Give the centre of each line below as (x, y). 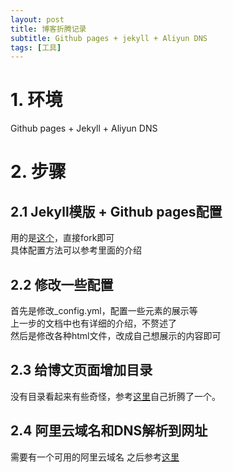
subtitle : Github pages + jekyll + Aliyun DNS (109, 38)
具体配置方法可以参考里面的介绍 (76, 250)
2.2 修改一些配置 (62, 284)
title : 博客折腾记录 (48, 29)
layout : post (37, 19)
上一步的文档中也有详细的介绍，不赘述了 (93, 323)
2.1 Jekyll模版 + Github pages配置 (116, 211)
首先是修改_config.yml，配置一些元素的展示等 (104, 310)
